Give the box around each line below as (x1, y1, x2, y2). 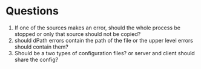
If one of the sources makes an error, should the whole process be (14, 24, 181, 31)
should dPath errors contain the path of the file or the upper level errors (14, 37, 193, 44)
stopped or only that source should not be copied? (14, 30, 141, 37)
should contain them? (14, 43, 69, 50)
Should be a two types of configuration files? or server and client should (14, 49, 195, 56)
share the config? (14, 56, 59, 63)
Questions (5, 4, 59, 18)
